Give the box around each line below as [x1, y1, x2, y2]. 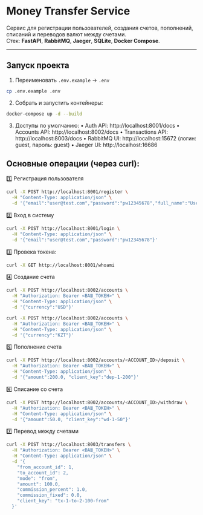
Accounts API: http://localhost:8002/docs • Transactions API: [14, 128, 168, 136]
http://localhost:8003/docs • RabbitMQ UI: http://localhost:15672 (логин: [14, 134, 196, 142]
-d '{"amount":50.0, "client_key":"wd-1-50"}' [11, 416, 131, 422]
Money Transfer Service [6, 4, 130, 18]
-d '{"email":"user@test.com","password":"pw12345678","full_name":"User [11, 200, 201, 206]
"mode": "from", [17, 475, 59, 482]
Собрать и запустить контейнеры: [14, 99, 103, 107]
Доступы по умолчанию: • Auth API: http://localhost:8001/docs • [14, 122, 180, 129]
